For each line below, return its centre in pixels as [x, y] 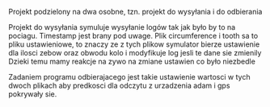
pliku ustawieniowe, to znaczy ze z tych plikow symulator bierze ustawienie [134, 44]
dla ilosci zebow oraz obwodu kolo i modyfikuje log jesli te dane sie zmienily [135, 53]
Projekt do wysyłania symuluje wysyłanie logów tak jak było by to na [122, 27]
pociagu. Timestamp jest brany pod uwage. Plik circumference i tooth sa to [133, 36]
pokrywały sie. [33, 94]
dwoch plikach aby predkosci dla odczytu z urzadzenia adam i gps [119, 85]
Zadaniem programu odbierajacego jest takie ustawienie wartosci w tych [129, 77]
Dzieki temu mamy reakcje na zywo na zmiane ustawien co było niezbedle [132, 61]
